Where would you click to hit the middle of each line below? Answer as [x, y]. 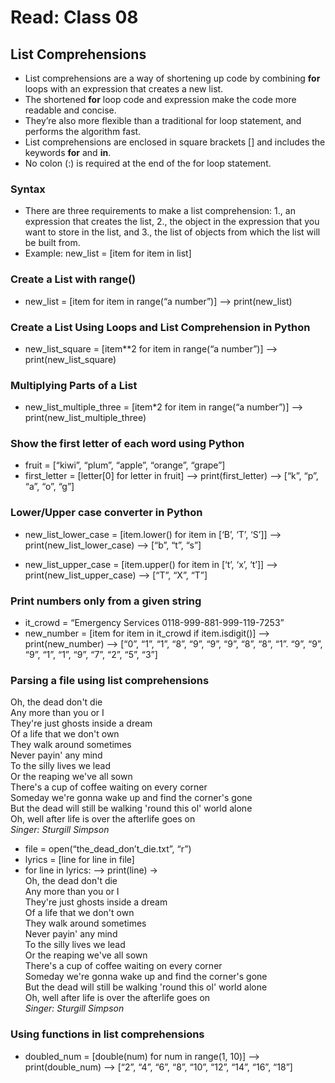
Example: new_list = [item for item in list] [108, 253]
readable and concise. [70, 110]
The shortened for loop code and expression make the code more [160, 99]
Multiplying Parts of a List [74, 385]
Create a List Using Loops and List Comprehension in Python [160, 327]
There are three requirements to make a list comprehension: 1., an [160, 211]
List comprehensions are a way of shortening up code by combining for [172, 78]
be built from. [52, 243]
